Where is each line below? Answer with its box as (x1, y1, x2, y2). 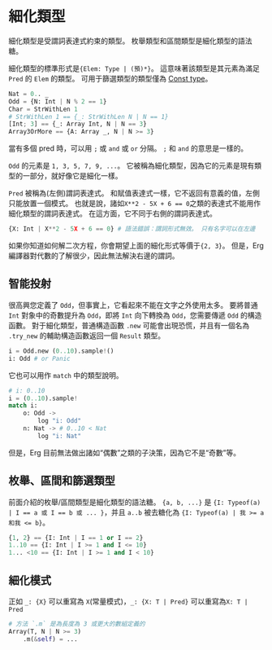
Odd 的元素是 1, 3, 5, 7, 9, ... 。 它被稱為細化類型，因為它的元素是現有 (8, 160, 255, 171)
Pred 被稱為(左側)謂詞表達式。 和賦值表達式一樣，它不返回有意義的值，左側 (8, 188, 260, 198)
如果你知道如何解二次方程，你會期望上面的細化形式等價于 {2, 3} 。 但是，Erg (8, 241, 264, 251)
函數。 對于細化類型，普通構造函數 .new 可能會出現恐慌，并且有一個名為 (8, 320, 250, 330)
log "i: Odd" (37, 417, 82, 425)
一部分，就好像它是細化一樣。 (22, 171, 123, 181)
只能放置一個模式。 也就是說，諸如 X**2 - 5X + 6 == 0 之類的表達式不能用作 (8, 199, 261, 209)
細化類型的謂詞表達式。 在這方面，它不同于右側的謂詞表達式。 (8, 209, 217, 218)
